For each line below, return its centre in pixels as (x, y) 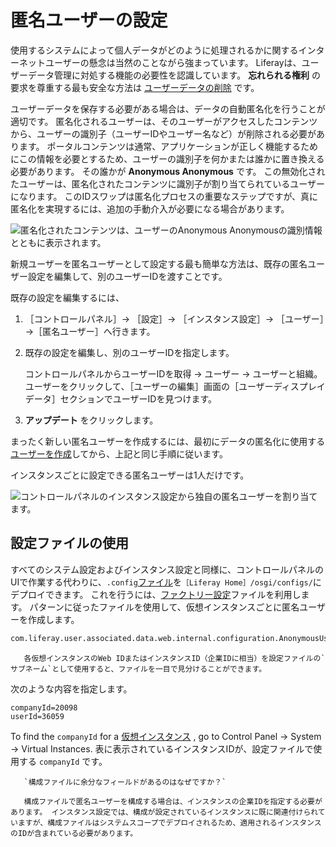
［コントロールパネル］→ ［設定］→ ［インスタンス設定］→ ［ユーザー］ (174, 318)
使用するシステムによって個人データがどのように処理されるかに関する (154, 50)
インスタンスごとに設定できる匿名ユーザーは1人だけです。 (130, 475)
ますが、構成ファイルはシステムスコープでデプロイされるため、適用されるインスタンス (169, 822)
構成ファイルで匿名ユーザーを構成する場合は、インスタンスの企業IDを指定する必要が (173, 801)
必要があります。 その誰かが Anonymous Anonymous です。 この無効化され (168, 171)
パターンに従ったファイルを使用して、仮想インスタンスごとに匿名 (164, 607)
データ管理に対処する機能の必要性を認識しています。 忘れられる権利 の (174, 75)
